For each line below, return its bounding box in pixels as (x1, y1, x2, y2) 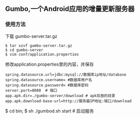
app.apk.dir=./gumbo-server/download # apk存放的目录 (5, 93, 116, 98)
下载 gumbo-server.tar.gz (5, 33, 57, 39)
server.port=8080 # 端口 (5, 88, 57, 93)
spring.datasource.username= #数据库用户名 (5, 77, 92, 82)
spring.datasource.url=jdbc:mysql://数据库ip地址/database (5, 72, 127, 77)
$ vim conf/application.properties (5, 52, 79, 57)
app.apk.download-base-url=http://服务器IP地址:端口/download (5, 99, 132, 104)
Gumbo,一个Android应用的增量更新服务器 (5, 4, 135, 13)
